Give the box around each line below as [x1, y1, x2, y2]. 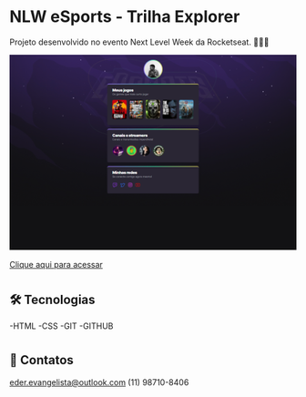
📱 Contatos [9, 352, 75, 368]
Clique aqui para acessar [9, 259, 103, 270]
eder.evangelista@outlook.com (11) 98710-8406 [9, 376, 189, 388]
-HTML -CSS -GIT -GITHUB [9, 321, 114, 331]
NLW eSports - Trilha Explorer [9, 6, 240, 27]
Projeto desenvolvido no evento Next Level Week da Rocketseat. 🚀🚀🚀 [9, 36, 270, 47]
